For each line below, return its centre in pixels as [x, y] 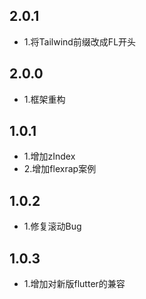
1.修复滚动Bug [52, 226]
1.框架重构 [44, 99]
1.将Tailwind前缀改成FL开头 [80, 41]
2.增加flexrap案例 [60, 169]
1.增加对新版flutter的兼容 [74, 284]
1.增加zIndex [49, 156]
